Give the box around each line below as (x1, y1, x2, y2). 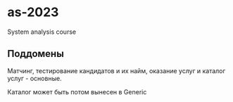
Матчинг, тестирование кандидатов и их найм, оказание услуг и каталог (7, 66, 226, 75)
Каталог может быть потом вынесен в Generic (7, 87, 147, 96)
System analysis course (7, 27, 76, 36)
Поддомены (7, 48, 65, 60)
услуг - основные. (7, 74, 62, 82)
